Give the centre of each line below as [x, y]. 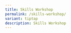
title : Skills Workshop [29, 9]
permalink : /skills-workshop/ [36, 14]
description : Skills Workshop [36, 23]
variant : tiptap [21, 18]
